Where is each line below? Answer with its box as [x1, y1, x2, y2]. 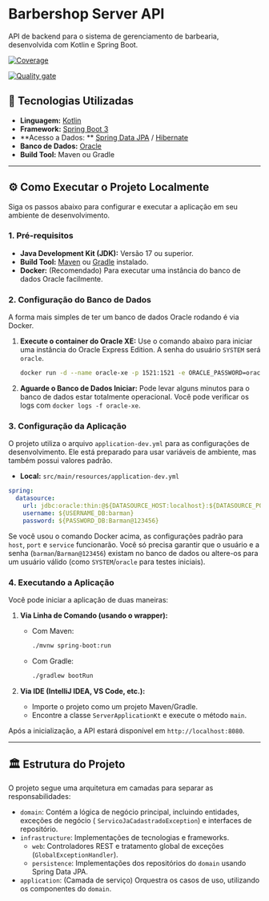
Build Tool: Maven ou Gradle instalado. [19, 257, 149, 266]
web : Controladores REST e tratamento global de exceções [31, 841, 224, 850]
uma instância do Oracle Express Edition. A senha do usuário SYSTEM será [19, 345, 261, 355]
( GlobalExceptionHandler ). [31, 850, 118, 859]
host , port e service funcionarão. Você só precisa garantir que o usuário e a [8, 539, 260, 550]
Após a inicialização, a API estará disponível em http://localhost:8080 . [8, 725, 245, 735]
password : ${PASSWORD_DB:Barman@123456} [22, 517, 159, 525]
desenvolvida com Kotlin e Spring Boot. [8, 39, 139, 49]
